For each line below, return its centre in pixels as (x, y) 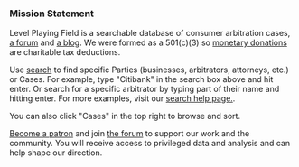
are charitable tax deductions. (65, 52)
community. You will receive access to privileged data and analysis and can (150, 144)
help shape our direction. (56, 153)
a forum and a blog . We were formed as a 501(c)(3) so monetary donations (148, 42)
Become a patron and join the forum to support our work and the (130, 134)
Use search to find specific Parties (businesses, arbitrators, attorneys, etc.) (149, 70)
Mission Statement (52, 14)
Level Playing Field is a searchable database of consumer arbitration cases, (150, 33)
